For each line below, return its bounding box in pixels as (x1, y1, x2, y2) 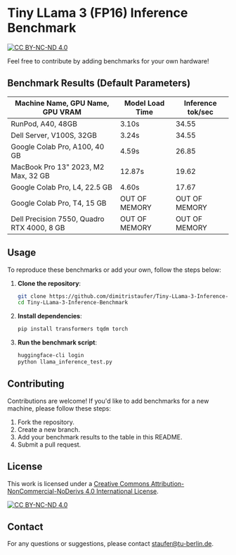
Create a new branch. (17, 425, 81, 434)
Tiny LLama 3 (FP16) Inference (7, 5, 188, 21)
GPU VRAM (42, 107, 82, 117)
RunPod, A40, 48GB (11, 118, 77, 128)
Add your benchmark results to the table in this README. (17, 432, 183, 441)
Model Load (124, 98, 165, 108)
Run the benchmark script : (17, 338, 97, 347)
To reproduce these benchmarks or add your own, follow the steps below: (7, 266, 221, 274)
